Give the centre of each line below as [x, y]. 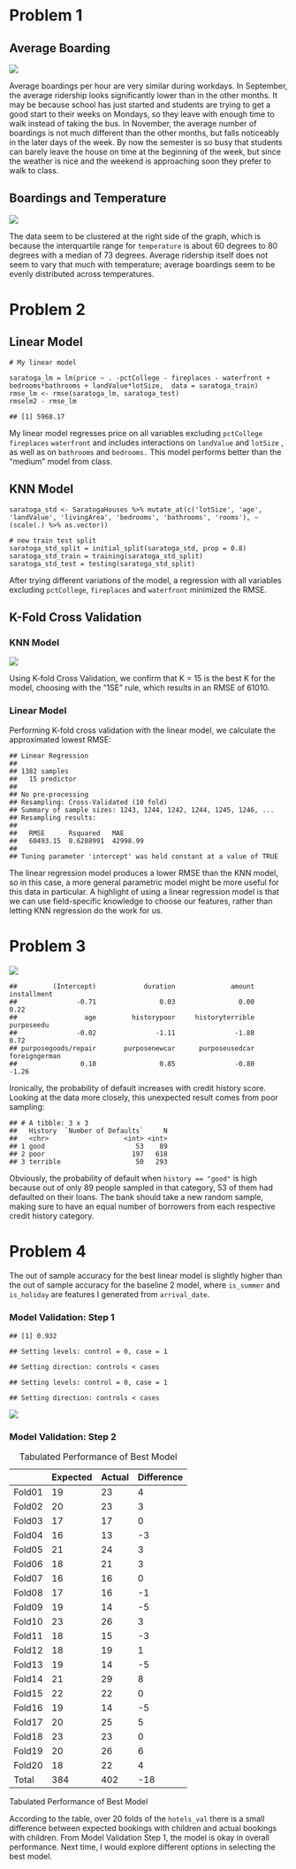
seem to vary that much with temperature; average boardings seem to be [142, 264]
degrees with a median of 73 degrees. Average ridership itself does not [138, 255]
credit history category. [52, 1215]
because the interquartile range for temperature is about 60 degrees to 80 [144, 245]
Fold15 [28, 1694]
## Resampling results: [53, 818]
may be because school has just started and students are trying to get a [140, 104]
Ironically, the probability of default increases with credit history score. [138, 1088]
